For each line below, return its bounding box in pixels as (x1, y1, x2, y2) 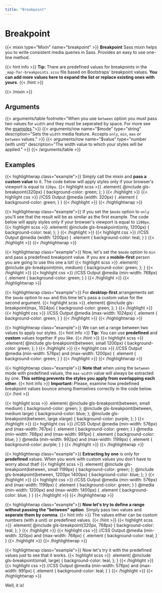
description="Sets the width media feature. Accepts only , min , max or (5, 131, 142, 137)
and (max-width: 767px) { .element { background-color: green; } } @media (5, 426, 153, 432)
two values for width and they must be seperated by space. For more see (5, 121, 151, 127)
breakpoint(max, (5, 305, 38, 311)
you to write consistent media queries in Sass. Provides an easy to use (5, 49, 146, 55)
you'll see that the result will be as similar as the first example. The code (5, 214, 149, 220)
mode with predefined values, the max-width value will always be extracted (5, 370, 154, 376)
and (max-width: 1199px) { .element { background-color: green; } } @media (5, 482, 155, 488)
